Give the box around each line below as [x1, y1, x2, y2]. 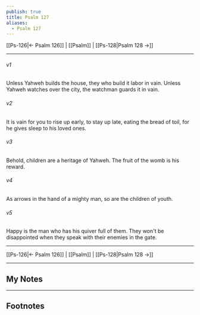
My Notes [6, 274, 43, 284]
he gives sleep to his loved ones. [6, 124, 86, 131]
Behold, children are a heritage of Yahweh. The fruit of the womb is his [6, 157, 180, 164]
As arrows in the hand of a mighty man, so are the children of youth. [6, 195, 174, 203]
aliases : [6, 20, 28, 26]
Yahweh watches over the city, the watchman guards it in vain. [6, 86, 160, 93]
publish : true [6, 8, 42, 15]
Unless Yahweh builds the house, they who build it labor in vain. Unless [6, 79, 181, 87]
